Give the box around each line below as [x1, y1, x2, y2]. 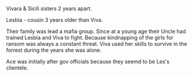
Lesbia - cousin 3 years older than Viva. [6, 16, 103, 23]
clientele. [6, 64, 28, 71]
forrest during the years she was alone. [6, 47, 102, 54]
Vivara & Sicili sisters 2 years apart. [6, 5, 92, 12]
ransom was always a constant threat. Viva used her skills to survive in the [6, 41, 188, 47]
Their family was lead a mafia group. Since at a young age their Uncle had [6, 28, 186, 35]
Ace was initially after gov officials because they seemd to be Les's [6, 58, 170, 65]
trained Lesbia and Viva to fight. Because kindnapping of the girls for [6, 34, 174, 41]
